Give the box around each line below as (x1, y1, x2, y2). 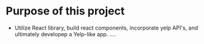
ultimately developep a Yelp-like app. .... (14, 30, 116, 37)
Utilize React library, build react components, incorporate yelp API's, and (14, 24, 198, 31)
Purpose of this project (6, 4, 125, 18)
